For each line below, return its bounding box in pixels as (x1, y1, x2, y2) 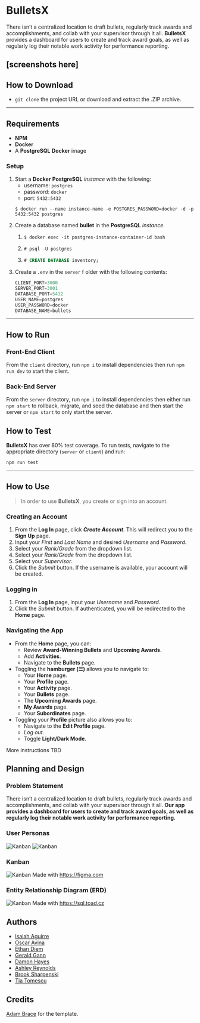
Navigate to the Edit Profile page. (23, 722, 106, 730)
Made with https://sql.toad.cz (32, 900, 105, 907)
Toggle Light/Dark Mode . (23, 735, 86, 742)
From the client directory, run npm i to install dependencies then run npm (6, 361, 185, 369)
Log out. (23, 728, 45, 735)
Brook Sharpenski (14, 971, 59, 978)
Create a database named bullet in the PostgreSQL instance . (14, 222, 165, 229)
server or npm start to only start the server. (6, 409, 112, 416)
